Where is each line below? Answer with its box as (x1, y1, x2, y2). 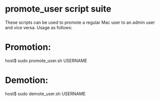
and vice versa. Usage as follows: (5, 24, 72, 30)
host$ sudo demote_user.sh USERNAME (5, 91, 86, 97)
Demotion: (5, 75, 49, 86)
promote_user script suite (5, 3, 112, 15)
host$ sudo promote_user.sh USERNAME (5, 57, 88, 64)
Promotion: (5, 42, 51, 53)
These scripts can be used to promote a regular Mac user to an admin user (5, 19, 155, 25)
